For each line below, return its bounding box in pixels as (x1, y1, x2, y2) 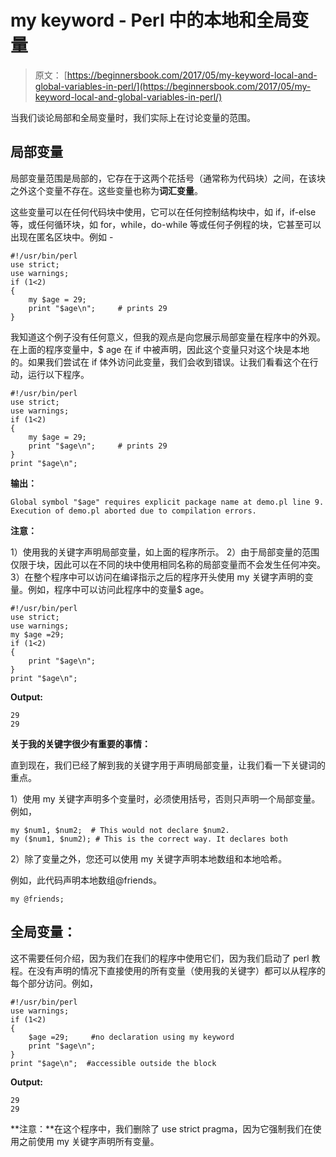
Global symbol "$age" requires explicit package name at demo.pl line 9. (10, 497, 325, 507)
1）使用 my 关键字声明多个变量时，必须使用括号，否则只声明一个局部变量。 (10, 792, 321, 805)
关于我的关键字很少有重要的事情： (10, 737, 151, 750)
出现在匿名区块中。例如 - (10, 231, 114, 243)
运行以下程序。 (27, 368, 90, 380)
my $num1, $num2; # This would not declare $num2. (10, 825, 230, 835)
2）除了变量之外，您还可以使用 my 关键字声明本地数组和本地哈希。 (10, 852, 288, 865)
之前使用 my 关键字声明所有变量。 (18, 1135, 160, 1147)
